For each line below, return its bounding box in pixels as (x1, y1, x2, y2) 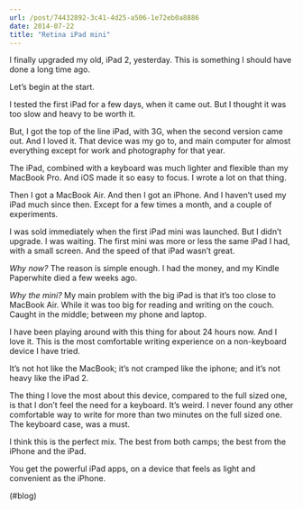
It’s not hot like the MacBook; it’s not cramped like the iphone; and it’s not (9, 363, 281, 374)
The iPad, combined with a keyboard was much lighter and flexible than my (9, 163, 289, 174)
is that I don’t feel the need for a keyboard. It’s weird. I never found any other (9, 400, 294, 411)
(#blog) (9, 490, 38, 501)
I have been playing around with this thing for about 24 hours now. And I (9, 326, 278, 338)
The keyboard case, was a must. (9, 419, 131, 430)
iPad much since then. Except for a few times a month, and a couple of (9, 199, 272, 210)
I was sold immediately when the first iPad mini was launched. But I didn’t (9, 226, 282, 237)
